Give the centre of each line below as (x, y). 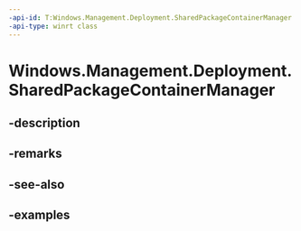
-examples (39, 215)
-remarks (35, 154)
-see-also (37, 185)
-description (44, 123)
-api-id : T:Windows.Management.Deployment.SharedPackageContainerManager (150, 18)
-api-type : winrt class (53, 26)
